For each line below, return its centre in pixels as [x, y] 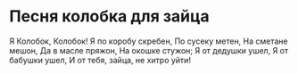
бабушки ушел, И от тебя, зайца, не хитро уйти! [100, 60]
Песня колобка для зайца [109, 16]
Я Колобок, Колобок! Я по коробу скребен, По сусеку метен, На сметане [149, 41]
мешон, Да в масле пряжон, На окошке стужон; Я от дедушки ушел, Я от [149, 50]
